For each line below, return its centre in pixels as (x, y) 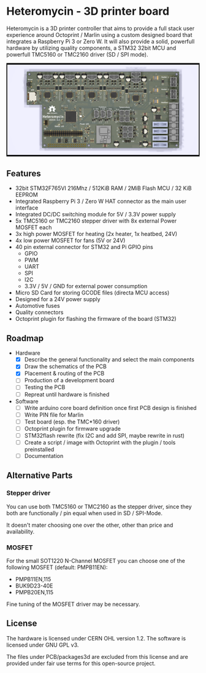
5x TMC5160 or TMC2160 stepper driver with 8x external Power (96, 221)
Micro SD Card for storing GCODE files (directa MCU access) (92, 293)
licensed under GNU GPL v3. (43, 645)
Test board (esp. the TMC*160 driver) (72, 422)
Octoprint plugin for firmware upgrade (73, 428)
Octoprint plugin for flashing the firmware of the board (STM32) (96, 319)
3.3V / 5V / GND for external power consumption (86, 286)
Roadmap (25, 338)
